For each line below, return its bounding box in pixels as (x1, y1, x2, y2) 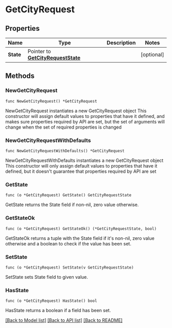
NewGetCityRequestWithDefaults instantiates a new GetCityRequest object (5, 157, 164, 163)
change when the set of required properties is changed (5, 124, 122, 130)
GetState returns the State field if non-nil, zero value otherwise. (5, 201, 139, 208)
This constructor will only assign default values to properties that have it (5, 162, 158, 169)
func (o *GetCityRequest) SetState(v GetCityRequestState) (5, 265, 134, 270)
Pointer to (27, 48, 51, 55)
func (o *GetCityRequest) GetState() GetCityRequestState (5, 193, 132, 198)
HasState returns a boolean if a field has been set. (5, 307, 111, 314)
